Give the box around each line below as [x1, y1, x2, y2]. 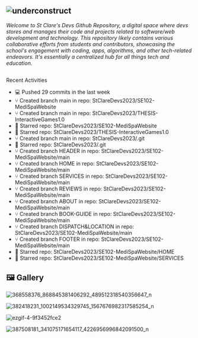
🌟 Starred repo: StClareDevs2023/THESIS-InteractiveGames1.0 [14, 129, 169, 136]
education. [6, 59, 33, 66]
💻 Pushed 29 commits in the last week [14, 88, 110, 95]
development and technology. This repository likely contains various [6, 34, 174, 42]
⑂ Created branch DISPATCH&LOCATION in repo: [14, 223, 135, 230]
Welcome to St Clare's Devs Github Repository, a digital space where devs [6, 21, 189, 28]
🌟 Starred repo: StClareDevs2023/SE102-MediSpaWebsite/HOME [14, 248, 175, 256]
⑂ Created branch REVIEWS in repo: [14, 185, 103, 193]
